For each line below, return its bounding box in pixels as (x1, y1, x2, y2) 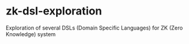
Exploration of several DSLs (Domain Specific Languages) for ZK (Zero (5, 24, 184, 31)
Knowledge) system (5, 30, 56, 37)
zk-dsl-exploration (5, 4, 102, 18)
